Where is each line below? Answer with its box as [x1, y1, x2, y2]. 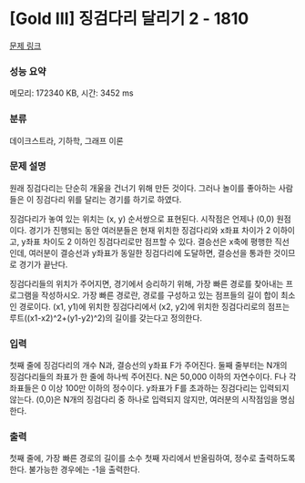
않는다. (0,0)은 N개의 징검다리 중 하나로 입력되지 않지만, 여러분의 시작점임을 [9, 394, 279, 406]
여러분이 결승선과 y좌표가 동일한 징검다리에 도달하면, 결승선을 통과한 [28, 247, 271, 258]
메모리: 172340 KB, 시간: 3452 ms [9, 87, 134, 98]
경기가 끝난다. [18, 259, 68, 270]
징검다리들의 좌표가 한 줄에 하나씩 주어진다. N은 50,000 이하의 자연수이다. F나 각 [9, 371, 297, 383]
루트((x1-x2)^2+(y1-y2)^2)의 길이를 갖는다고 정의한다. [9, 312, 203, 324]
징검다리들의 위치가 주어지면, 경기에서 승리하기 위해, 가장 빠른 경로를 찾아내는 [9, 278, 284, 289]
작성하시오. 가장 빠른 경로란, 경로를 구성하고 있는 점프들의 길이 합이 [40, 289, 280, 301]
